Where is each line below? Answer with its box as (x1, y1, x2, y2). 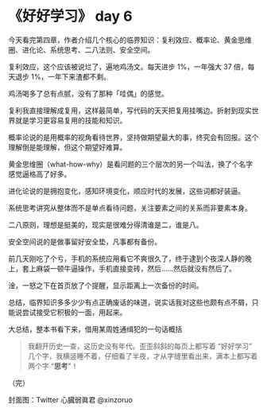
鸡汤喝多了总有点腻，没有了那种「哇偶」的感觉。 (8, 88, 168, 98)
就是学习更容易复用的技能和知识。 (14, 115, 127, 125)
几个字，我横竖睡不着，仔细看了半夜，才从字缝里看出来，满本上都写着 (27, 351, 258, 360)
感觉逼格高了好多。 (8, 169, 72, 179)
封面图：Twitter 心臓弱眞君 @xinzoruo (8, 395, 133, 404)
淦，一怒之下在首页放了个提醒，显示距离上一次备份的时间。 (8, 280, 203, 290)
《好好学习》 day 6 (8, 7, 133, 25)
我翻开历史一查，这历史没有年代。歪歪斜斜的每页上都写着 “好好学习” (27, 341, 253, 351)
